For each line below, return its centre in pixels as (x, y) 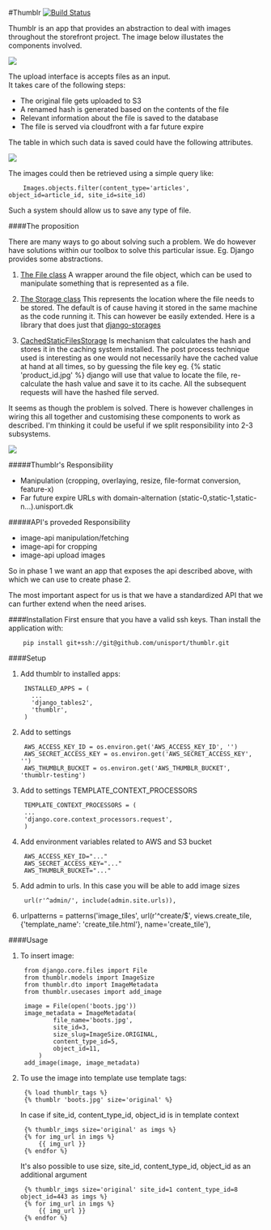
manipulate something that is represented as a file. (104, 283)
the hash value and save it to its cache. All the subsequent (149, 384)
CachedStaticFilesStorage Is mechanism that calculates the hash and (135, 340)
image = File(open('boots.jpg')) (80, 1006)
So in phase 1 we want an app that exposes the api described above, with (131, 571)
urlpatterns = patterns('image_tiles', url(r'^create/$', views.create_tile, (136, 916)
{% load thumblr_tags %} (66, 1093)
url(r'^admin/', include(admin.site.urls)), (100, 901)
